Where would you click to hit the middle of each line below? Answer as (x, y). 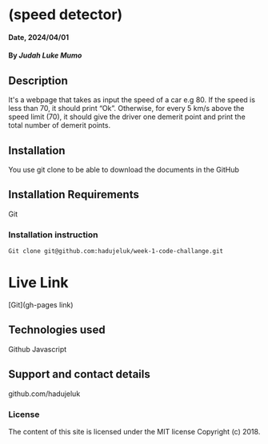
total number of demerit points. (59, 125)
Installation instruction (53, 235)
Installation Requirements (74, 194)
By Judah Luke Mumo (45, 55)
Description (38, 80)
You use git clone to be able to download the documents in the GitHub (124, 170)
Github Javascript (38, 349)
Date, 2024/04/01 (39, 37)
